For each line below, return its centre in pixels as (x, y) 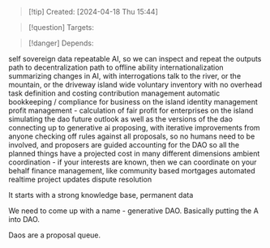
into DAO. (24, 219)
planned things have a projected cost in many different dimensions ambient (134, 154)
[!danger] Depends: (61, 43)
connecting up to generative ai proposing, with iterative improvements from (135, 128)
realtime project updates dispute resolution (80, 179)
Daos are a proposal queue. (55, 235)
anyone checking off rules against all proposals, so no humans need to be (132, 136)
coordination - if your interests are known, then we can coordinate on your (133, 162)
